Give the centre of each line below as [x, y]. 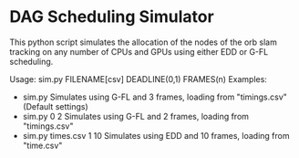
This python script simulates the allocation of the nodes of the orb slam [144, 42]
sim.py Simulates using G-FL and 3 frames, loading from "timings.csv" [155, 97]
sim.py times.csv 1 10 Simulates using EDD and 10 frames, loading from [156, 135]
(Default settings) [55, 106]
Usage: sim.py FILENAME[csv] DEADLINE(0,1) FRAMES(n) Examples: [138, 79]
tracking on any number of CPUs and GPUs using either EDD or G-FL [139, 51]
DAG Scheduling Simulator [112, 17]
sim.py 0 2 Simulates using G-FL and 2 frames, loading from [135, 116]
